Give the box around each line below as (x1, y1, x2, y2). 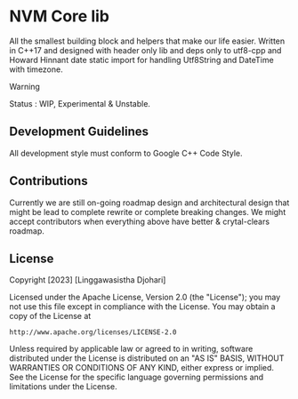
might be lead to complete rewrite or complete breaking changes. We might (9, 206, 286, 217)
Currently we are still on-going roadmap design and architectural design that (9, 197, 290, 208)
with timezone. (9, 64, 64, 75)
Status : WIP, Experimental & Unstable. (9, 98, 151, 108)
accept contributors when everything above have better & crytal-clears (9, 216, 270, 227)
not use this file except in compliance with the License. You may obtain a (9, 301, 276, 312)
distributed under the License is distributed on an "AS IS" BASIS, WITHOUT (9, 353, 285, 363)
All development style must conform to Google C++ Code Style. (9, 148, 243, 158)
